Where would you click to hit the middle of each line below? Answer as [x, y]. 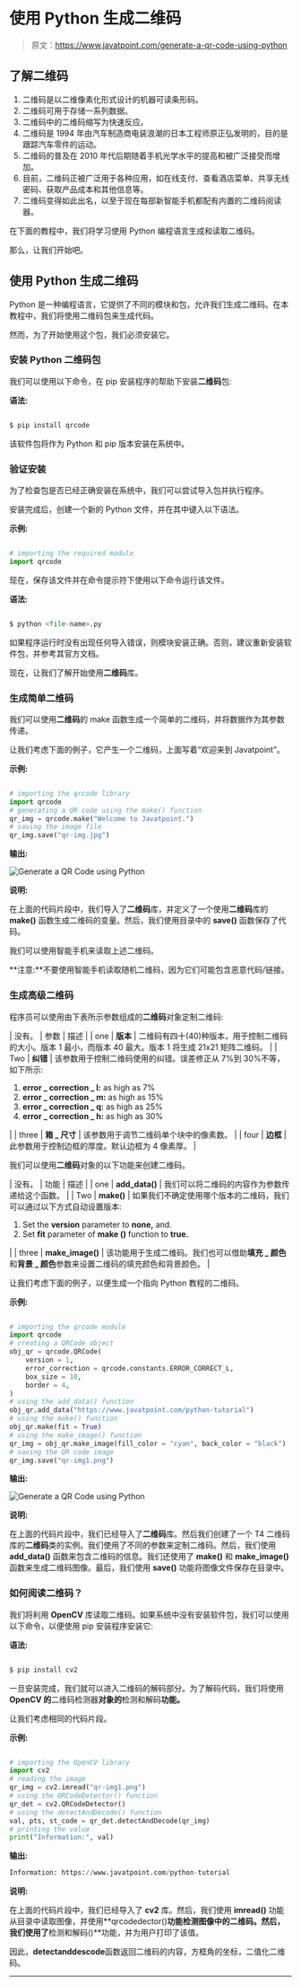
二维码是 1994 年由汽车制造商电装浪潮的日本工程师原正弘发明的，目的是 [155, 133]
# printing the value [50, 1829]
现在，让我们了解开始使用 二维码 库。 [76, 672]
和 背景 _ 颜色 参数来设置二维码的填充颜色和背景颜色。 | [110, 1264]
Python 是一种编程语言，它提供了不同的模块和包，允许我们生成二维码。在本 [149, 304]
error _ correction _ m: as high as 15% [93, 1097]
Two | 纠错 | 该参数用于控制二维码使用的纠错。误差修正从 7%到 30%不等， [147, 1058]
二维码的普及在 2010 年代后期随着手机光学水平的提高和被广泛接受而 [147, 155]
